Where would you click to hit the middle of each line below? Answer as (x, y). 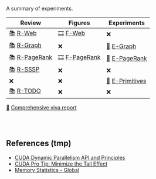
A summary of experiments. (40, 8)
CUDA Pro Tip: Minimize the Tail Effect (61, 164)
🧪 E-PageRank (127, 58)
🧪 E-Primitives (126, 81)
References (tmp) (39, 144)
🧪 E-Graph (121, 46)
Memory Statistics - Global (47, 170)
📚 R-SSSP (24, 69)
